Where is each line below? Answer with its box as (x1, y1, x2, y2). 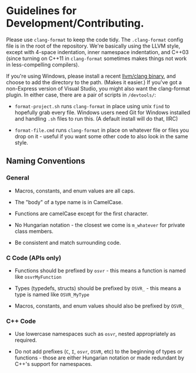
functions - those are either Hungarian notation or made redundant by (14, 354, 184, 361)
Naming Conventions (6, 156, 85, 166)
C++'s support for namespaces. (14, 361, 92, 368)
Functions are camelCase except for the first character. (14, 210, 149, 217)
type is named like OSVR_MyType (14, 291, 89, 298)
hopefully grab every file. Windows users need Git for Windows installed (14, 109, 190, 116)
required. (14, 337, 37, 344)
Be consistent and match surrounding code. (14, 239, 121, 246)
